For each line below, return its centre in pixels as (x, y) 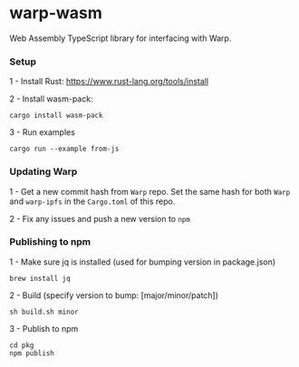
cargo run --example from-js (64, 149)
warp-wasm (56, 13)
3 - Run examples (42, 132)
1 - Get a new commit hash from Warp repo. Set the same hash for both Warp (150, 191)
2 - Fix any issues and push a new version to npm (100, 218)
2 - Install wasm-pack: (51, 99)
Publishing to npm (50, 242)
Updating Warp (43, 172)
